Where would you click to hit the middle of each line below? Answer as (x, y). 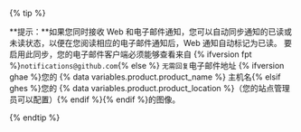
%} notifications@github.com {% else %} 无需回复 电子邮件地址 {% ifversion (147, 66)
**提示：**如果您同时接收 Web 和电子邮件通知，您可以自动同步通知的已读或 (150, 32)
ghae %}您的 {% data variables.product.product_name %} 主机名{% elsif (145, 77)
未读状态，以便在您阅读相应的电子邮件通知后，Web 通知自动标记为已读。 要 (150, 43)
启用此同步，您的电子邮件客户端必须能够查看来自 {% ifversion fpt (131, 54)
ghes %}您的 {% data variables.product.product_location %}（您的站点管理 (150, 88)
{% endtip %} (35, 118)
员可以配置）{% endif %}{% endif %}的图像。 (95, 99)
